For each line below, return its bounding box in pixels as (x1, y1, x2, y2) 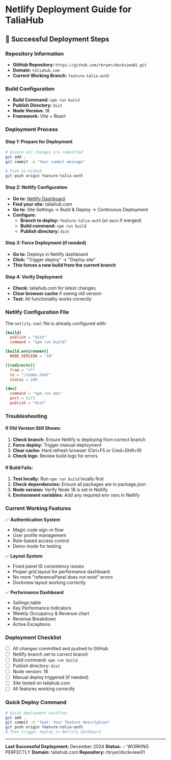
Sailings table (12, 599, 41, 605)
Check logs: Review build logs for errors (12, 453, 98, 459)
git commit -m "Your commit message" (5, 159, 85, 164)
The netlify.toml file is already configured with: (5, 320, 107, 326)
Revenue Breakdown (12, 616, 56, 622)
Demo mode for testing (12, 543, 62, 549)
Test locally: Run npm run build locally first (12, 476, 104, 482)
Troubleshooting (5, 412, 47, 420)
